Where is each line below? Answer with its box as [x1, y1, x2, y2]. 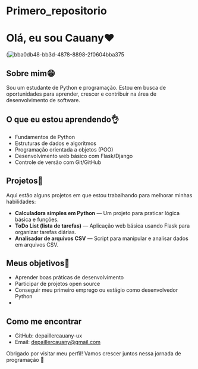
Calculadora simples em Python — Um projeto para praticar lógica [14, 209, 180, 216]
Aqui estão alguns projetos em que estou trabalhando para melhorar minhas [6, 191, 193, 198]
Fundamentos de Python [14, 133, 76, 140]
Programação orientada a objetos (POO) [14, 146, 114, 153]
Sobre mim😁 [6, 68, 55, 78]
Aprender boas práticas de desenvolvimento [14, 274, 124, 281]
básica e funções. [14, 216, 59, 223]
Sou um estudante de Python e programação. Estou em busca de [6, 84, 166, 91]
